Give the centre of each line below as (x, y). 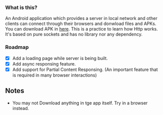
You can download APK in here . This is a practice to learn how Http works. (81, 29)
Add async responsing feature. (44, 63)
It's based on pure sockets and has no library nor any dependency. (74, 34)
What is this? (21, 7)
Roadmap (17, 47)
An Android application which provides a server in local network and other (81, 18)
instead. (21, 108)
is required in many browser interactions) (55, 75)
